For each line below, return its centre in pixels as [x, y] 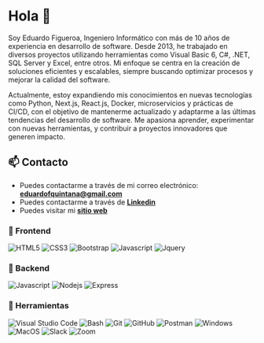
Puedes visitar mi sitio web [63, 210]
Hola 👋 [29, 16]
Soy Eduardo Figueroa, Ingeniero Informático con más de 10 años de [119, 38]
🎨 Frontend [29, 231]
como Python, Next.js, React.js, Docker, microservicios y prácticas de [121, 103]
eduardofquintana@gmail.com [71, 194]
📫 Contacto [38, 162]
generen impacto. [37, 136]
